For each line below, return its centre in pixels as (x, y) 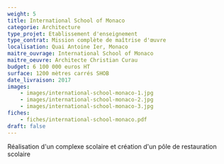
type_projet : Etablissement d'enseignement (73, 34)
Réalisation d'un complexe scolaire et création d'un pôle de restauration (112, 146)
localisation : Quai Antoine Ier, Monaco (68, 47)
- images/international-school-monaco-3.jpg (87, 106)
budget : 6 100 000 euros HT (49, 67)
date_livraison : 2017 (39, 80)
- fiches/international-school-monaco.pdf (84, 119)
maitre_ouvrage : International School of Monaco (80, 54)
